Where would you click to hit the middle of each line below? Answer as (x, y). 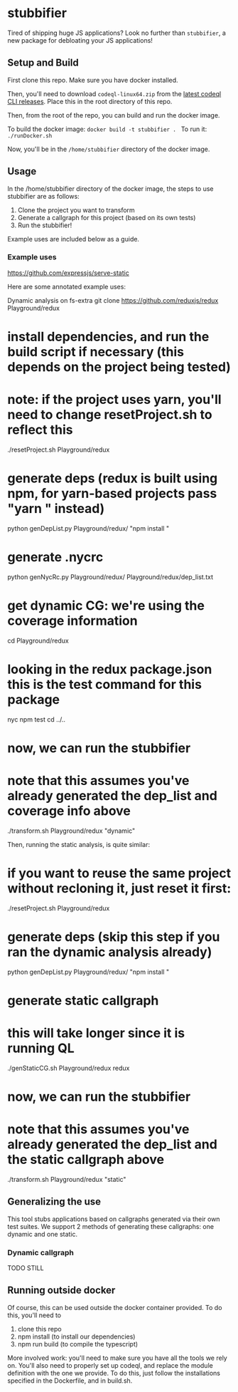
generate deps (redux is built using (113, 478)
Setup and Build (43, 63)
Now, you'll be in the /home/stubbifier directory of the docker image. (109, 149)
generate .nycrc (55, 557)
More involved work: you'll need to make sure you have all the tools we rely (117, 1358)
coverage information (72, 621)
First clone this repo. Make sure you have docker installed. (93, 80)
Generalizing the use (54, 1202)
